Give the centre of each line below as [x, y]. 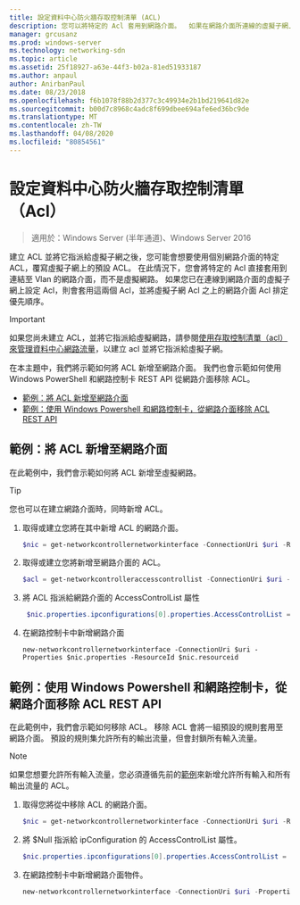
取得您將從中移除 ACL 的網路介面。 [87, 804]
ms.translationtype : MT [54, 117]
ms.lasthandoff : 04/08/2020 [62, 134]
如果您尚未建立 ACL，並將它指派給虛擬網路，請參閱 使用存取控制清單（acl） [149, 337]
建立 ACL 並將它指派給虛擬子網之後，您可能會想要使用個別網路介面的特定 [144, 256]
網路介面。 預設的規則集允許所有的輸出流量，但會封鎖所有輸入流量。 [135, 738]
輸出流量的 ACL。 [42, 785]
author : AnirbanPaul [48, 84]
